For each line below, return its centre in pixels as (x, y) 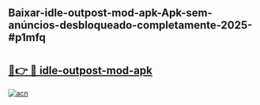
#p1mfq (27, 37)
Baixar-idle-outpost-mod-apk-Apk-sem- (110, 13)
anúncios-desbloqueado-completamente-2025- (130, 26)
